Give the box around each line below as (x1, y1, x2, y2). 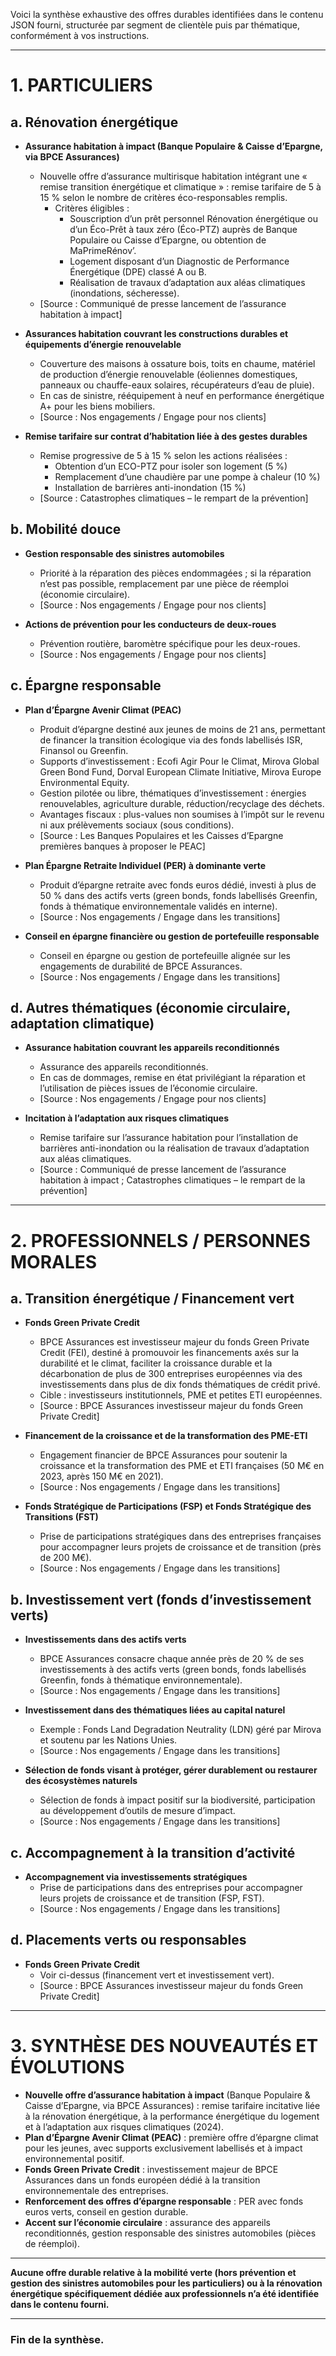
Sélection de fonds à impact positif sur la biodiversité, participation (39, 1794, 316, 1806)
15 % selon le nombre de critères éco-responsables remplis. (39, 192, 288, 203)
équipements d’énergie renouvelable (24, 339, 182, 350)
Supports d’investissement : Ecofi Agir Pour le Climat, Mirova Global (39, 755, 320, 767)
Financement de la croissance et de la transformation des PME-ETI (24, 1430, 308, 1442)
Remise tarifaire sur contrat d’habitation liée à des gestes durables (24, 430, 308, 442)
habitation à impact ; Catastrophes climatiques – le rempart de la (39, 1174, 306, 1186)
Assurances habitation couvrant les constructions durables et (24, 328, 289, 339)
